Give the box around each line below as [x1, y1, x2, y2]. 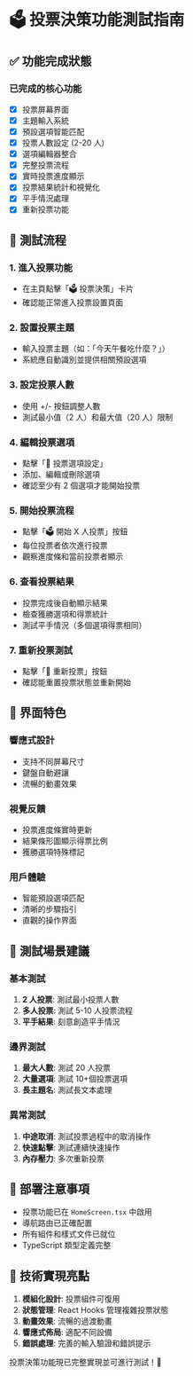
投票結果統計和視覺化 [21, 182, 100, 193]
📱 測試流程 [9, 232, 66, 248]
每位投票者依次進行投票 [21, 540, 108, 551]
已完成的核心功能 [9, 83, 82, 95]
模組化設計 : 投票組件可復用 [21, 1293, 120, 1304]
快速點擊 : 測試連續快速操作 [21, 1142, 120, 1152]
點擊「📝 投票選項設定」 [21, 458, 108, 468]
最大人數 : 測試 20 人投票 [21, 1063, 112, 1073]
